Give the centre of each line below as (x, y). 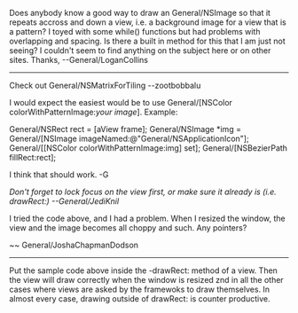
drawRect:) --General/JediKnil (64, 201)
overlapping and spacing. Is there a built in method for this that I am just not (147, 41)
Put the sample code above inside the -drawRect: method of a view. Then (143, 270)
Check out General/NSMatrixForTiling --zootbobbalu (105, 85)
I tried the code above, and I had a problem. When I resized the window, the (147, 218)
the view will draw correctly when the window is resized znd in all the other (146, 280)
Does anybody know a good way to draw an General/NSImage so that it (140, 13)
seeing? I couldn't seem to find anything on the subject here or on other (140, 51)
